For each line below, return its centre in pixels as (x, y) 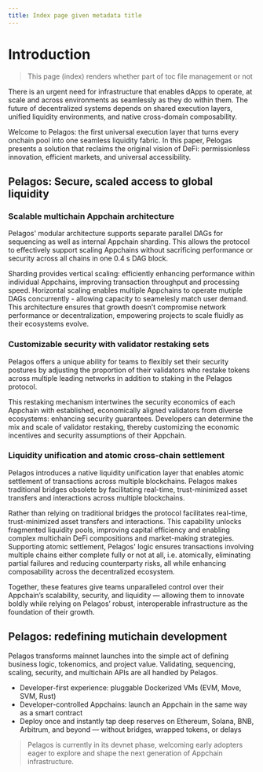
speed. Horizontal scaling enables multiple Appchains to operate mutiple (126, 290)
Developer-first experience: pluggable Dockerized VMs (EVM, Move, (130, 687)
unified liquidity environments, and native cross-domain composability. (123, 116)
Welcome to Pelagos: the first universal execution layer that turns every (124, 131)
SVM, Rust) (38, 696)
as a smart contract (51, 712)
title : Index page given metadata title (75, 15)
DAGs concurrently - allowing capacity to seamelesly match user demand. (128, 299)
